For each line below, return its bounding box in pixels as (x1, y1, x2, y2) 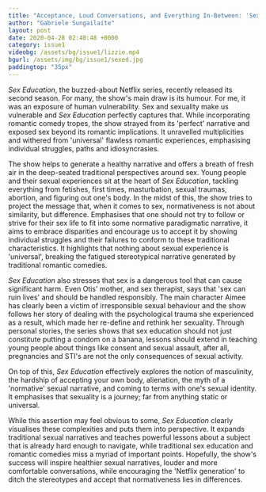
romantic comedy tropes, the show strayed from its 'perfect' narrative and (8, 118, 250, 128)
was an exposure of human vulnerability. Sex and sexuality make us (8, 101, 230, 111)
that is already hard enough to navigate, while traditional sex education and (8, 441, 253, 450)
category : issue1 (8, 41, 66, 49)
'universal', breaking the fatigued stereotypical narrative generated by (8, 251, 236, 261)
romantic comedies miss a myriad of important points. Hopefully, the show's (8, 449, 257, 459)
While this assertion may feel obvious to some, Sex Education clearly (8, 415, 234, 425)
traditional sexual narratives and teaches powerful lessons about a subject (8, 433, 251, 442)
